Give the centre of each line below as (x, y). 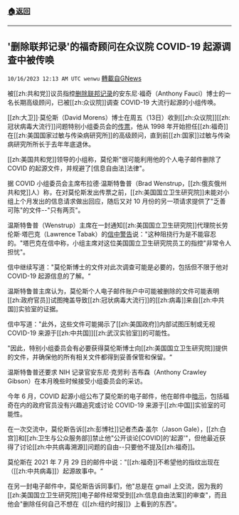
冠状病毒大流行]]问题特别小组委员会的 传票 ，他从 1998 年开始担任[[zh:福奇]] (118, 127)
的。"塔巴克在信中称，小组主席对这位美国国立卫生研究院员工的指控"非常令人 (119, 243)
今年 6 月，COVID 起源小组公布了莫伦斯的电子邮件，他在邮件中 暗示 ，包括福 (118, 396)
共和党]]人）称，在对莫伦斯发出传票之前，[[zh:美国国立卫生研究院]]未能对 (115, 192)
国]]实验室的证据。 (35, 309)
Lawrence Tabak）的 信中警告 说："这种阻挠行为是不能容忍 (132, 234)
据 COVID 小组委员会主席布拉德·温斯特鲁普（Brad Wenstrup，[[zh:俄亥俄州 (117, 184)
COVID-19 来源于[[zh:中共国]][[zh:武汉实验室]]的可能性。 (91, 333)
